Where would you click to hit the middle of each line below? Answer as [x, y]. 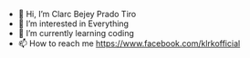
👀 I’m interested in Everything [73, 24]
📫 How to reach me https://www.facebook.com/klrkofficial [129, 43]
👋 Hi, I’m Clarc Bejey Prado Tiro [77, 14]
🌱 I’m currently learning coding [76, 33]
